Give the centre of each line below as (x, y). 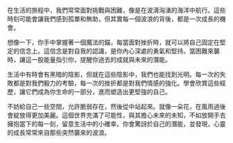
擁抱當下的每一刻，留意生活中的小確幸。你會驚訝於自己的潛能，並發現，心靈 (116, 124)
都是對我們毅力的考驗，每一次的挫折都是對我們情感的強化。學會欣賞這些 (116, 83)
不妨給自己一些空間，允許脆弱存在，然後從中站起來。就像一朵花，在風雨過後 (116, 107)
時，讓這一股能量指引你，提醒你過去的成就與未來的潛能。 (89, 60)
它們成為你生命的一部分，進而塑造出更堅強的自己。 (98, 92)
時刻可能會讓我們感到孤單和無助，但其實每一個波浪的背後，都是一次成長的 (113, 19)
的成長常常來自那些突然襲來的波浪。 (59, 133)
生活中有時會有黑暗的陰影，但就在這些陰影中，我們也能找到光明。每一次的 (113, 74)
